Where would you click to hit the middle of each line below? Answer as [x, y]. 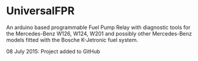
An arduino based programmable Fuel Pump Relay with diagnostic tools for [98, 27]
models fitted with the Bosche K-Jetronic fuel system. [72, 40]
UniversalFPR [40, 11]
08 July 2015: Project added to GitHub [53, 51]
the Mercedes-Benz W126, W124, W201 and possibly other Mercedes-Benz [99, 33]
